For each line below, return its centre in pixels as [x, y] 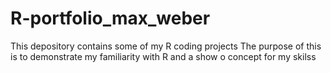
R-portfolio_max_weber [110, 18]
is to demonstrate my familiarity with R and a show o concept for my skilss [163, 56]
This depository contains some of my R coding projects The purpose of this [166, 46]
